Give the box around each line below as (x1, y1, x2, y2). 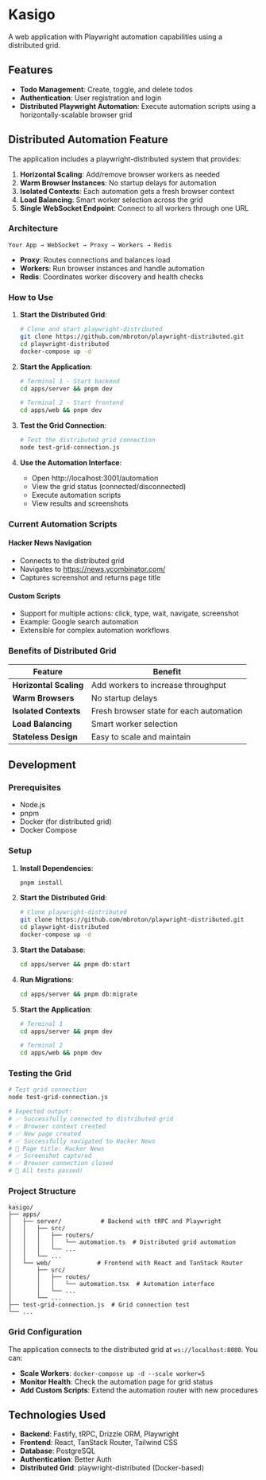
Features (8, 64, 53, 77)
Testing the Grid (8, 1068, 71, 1079)
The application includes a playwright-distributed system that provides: (8, 153, 241, 164)
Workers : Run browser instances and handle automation (19, 263, 205, 273)
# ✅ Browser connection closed (8, 1160, 114, 1167)
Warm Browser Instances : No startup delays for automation (19, 177, 217, 188)
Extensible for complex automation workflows (19, 626, 170, 635)
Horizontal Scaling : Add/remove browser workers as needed (19, 169, 221, 179)
